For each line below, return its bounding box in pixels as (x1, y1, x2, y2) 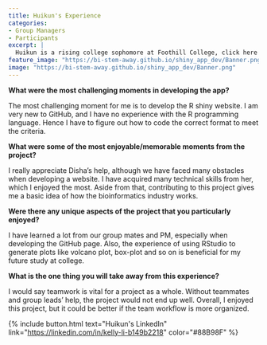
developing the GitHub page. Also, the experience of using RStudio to (8, 238, 236, 248)
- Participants (8, 33, 59, 42)
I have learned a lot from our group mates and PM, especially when (8, 230, 228, 240)
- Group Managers (8, 26, 66, 34)
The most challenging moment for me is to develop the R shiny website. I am (8, 100, 258, 110)
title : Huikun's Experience (8, 11, 102, 20)
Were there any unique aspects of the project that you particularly (8, 206, 231, 216)
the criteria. (8, 126, 46, 135)
